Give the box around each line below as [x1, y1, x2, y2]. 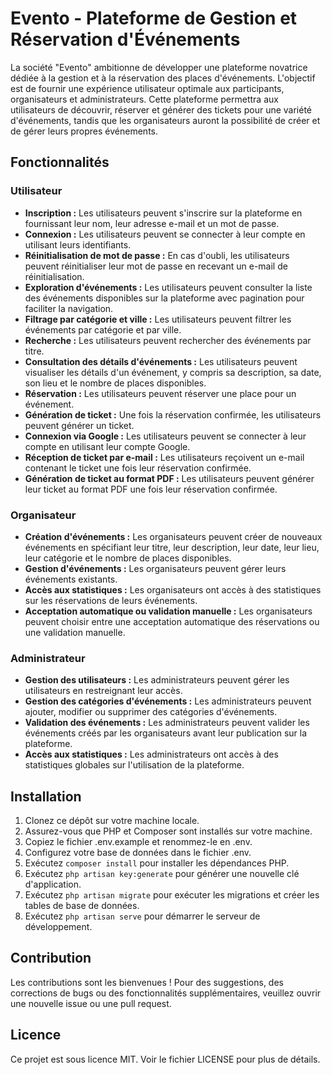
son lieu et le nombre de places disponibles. [24, 377, 207, 389]
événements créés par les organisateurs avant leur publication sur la [24, 727, 308, 739]
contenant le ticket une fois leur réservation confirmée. [24, 462, 252, 474]
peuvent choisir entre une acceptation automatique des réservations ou [24, 615, 320, 627]
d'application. [24, 878, 82, 891]
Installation [10, 788, 82, 805]
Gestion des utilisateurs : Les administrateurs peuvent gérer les [24, 674, 290, 686]
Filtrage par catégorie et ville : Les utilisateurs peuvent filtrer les [24, 313, 292, 325]
